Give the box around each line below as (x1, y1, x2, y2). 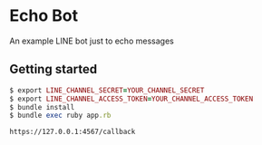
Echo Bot (9, 5, 79, 26)
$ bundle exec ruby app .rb (9, 111, 112, 121)
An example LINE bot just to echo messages (9, 35, 174, 46)
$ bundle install (9, 102, 75, 111)
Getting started (9, 62, 98, 77)
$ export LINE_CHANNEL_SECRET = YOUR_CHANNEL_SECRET (9, 85, 205, 95)
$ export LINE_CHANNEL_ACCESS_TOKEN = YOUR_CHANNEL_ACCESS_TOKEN (9, 94, 254, 103)
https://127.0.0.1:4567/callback (9, 128, 136, 137)
